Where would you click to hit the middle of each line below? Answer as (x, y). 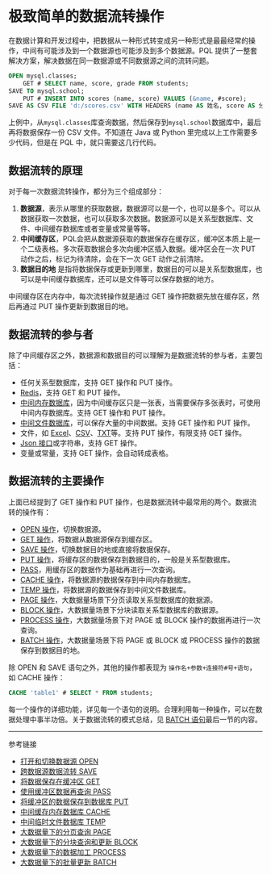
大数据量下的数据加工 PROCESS (73, 851)
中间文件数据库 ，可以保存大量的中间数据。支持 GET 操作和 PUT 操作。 (137, 422)
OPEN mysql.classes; (43, 76)
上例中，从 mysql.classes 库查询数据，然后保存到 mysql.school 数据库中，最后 (135, 123)
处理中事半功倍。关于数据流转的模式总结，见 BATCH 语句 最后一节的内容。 (138, 719)
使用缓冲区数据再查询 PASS (65, 791)
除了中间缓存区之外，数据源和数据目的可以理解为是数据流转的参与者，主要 (132, 355)
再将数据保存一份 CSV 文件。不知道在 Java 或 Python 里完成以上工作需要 (130, 132)
